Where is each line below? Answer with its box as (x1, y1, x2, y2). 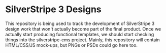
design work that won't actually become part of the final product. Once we (5, 25, 161, 32)
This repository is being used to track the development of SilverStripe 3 (5, 20, 155, 26)
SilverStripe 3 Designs (5, 4, 102, 15)
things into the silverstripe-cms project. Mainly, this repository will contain (5, 37, 160, 43)
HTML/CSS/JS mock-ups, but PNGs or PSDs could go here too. (5, 42, 138, 48)
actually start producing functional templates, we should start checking (5, 31, 154, 37)
